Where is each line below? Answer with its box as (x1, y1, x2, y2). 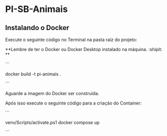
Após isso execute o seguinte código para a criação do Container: (5, 100, 142, 106)
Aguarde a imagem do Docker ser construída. (5, 90, 99, 96)
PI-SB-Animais (5, 3, 68, 15)
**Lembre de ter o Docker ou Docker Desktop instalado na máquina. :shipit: (5, 46, 162, 52)
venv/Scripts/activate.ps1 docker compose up (5, 119, 100, 125)
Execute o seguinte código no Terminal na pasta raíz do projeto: (5, 36, 137, 42)
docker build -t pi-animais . (5, 71, 61, 77)
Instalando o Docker (5, 23, 69, 32)
